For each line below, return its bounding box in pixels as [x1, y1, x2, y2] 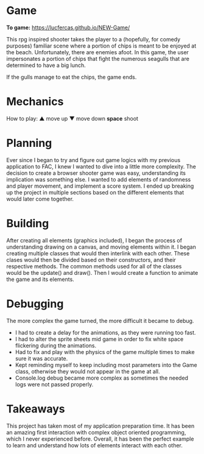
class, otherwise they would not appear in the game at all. [15, 367, 160, 375]
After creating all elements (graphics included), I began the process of [6, 236, 183, 244]
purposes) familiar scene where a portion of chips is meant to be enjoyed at [6, 42, 197, 49]
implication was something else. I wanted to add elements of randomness [6, 176, 191, 183]
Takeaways [6, 402, 65, 416]
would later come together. [6, 195, 74, 202]
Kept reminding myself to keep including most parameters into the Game [15, 361, 197, 369]
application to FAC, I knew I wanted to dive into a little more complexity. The [6, 163, 196, 170]
